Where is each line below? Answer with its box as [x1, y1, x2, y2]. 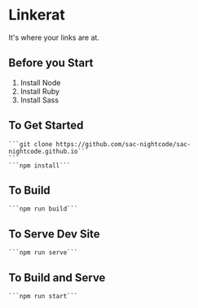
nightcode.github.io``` [8, 147, 90, 155]
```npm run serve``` [8, 249, 79, 257]
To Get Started [8, 119, 84, 132]
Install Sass [20, 95, 59, 105]
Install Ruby [20, 86, 59, 96]
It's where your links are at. [8, 33, 100, 42]
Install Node [20, 77, 61, 87]
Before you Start [8, 56, 94, 70]
